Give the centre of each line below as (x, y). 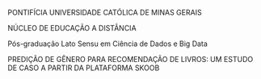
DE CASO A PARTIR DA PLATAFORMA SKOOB (84, 68)
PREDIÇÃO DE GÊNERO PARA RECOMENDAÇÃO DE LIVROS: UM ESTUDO (130, 59)
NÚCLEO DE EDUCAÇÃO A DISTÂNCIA (72, 28)
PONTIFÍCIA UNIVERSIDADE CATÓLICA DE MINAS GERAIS (105, 12)
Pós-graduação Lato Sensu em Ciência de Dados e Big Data (107, 44)
